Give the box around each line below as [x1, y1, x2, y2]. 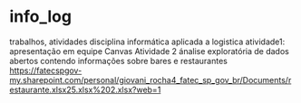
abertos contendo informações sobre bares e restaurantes [9, 55, 228, 66]
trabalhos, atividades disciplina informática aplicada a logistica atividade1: [9, 36, 286, 47]
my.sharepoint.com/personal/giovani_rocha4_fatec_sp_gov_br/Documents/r [9, 74, 292, 85]
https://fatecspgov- [9, 65, 83, 76]
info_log [9, 6, 73, 27]
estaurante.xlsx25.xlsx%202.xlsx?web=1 [9, 84, 161, 95]
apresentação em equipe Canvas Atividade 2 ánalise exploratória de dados [9, 45, 290, 56]
